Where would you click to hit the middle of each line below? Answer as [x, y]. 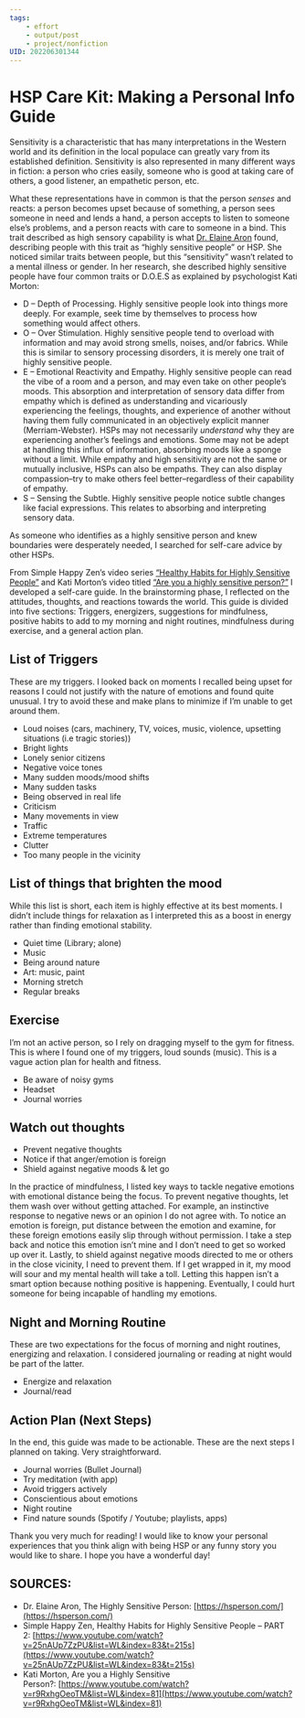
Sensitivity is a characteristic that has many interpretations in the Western [148, 142]
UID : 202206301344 [44, 52]
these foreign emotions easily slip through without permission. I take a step [151, 1235]
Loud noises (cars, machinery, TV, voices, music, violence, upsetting [152, 728]
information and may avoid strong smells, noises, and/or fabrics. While [155, 343]
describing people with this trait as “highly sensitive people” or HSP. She [146, 247]
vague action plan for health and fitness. [85, 1061]
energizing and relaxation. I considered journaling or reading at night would [151, 1354]
